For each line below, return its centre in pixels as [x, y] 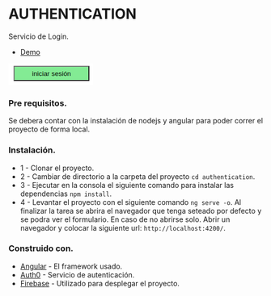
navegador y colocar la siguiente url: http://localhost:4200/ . [123, 227]
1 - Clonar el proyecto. [57, 168]
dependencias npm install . [66, 194]
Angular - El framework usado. [71, 266]
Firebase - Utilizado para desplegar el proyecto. [100, 283]
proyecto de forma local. [49, 129]
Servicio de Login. [38, 36]
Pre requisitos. [38, 103]
